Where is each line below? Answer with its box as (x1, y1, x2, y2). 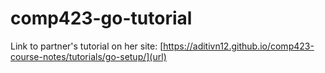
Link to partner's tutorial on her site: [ (10, 40, 164, 52)
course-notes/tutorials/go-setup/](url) (10, 50, 167, 62)
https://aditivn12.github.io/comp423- (163, 40, 315, 52)
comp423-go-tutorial (10, 7, 193, 30)
